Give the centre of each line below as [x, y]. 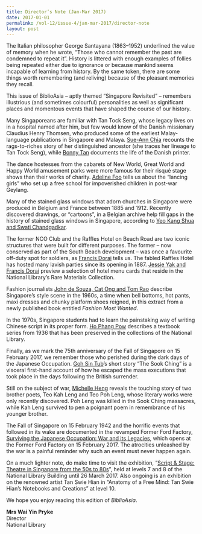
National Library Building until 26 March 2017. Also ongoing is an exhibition [99, 476]
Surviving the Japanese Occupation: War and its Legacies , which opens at [99, 439]
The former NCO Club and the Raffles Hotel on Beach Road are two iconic [98, 239]
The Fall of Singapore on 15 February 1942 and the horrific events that [93, 425]
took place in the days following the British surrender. [72, 377]
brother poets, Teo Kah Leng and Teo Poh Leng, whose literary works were [99, 395]
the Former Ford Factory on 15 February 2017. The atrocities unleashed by [98, 445]
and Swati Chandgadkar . [37, 227]
